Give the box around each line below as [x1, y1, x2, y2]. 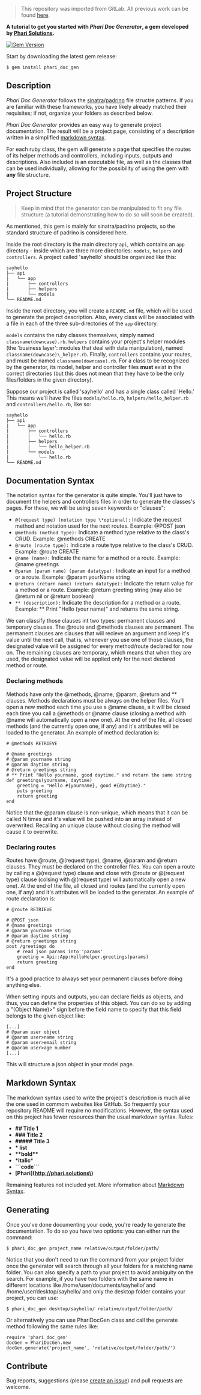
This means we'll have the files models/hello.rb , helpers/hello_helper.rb [6, 394, 189, 401]
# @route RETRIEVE [6, 907, 52, 913]
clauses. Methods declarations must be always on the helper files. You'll [6, 697, 185, 704]
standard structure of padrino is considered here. [6, 228, 128, 236]
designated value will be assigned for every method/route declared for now [6, 643, 193, 650]
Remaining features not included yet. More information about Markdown [6, 1181, 184, 1188]
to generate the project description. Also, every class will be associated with [6, 313, 195, 320]
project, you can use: [6, 1294, 59, 1301]
